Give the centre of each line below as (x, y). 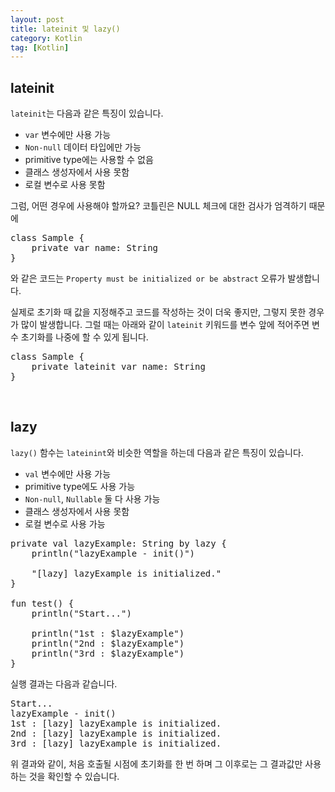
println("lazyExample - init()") (113, 553)
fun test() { (42, 603)
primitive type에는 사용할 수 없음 (89, 160)
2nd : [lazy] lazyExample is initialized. (116, 733)
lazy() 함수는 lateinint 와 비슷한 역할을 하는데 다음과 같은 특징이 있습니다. (157, 452)
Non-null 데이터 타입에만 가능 (83, 147)
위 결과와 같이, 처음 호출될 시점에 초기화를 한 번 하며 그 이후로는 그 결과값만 (156, 763)
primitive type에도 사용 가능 (80, 486)
